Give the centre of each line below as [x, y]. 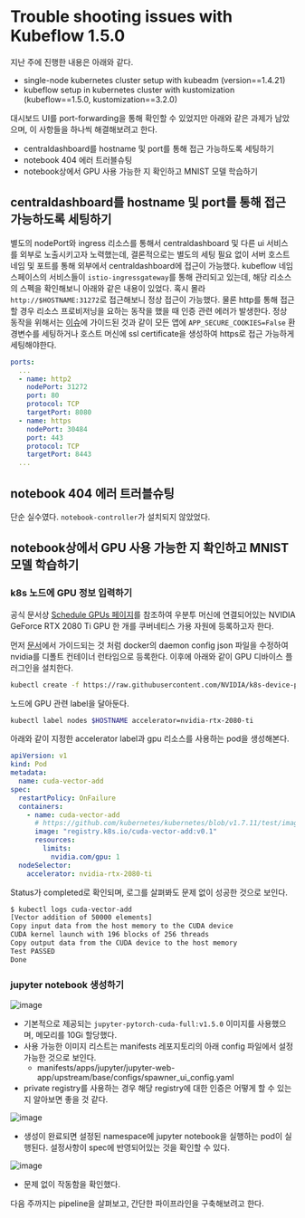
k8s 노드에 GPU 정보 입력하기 [71, 593]
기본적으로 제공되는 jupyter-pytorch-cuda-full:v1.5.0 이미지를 [139, 1023]
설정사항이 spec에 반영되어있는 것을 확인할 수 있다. [140, 1147]
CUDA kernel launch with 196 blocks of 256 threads [110, 935]
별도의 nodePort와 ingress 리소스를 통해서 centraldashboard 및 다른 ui [138, 243]
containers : [41, 806]
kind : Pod [29, 765]
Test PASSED [33, 951]
